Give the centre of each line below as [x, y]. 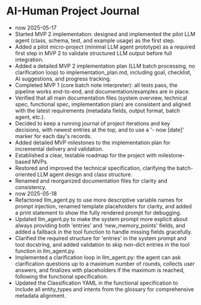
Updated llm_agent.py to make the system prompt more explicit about [101, 219]
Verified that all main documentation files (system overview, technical [101, 98]
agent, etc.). [30, 117]
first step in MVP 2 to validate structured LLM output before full [93, 53]
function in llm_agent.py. [45, 251]
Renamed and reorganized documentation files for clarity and [91, 181]
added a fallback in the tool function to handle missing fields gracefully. [104, 232]
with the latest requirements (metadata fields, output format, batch [97, 110]
